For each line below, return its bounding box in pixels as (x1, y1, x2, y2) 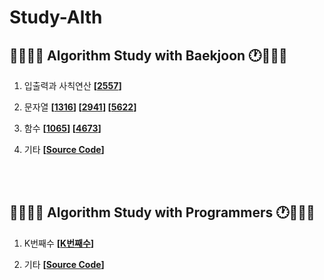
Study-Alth (9, 6, 103, 29)
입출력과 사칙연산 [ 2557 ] (23, 80, 122, 91)
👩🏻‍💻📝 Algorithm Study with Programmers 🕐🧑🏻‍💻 (9, 204, 316, 221)
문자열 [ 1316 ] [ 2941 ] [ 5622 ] (23, 101, 137, 113)
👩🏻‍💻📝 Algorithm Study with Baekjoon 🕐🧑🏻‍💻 (9, 47, 288, 64)
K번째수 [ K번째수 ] (23, 237, 95, 249)
